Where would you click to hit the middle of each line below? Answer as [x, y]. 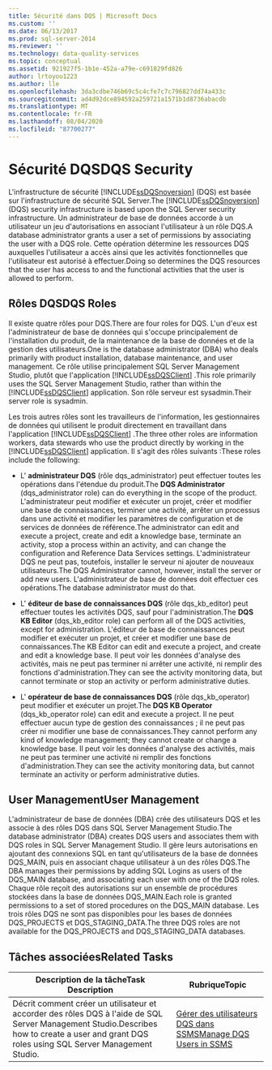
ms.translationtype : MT [49, 106]
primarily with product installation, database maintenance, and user [121, 357]
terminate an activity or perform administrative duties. [110, 774]
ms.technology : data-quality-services [74, 54]
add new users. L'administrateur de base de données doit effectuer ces [139, 579]
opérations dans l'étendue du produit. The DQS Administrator [122, 484]
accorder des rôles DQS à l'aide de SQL [88, 1014]
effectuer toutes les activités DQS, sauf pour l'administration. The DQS [136, 612]
